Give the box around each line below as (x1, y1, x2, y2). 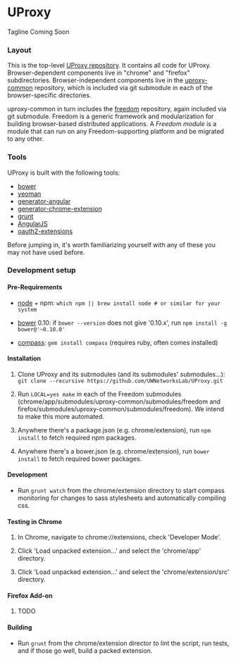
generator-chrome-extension (17, 204, 102, 213)
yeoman (17, 189, 42, 198)
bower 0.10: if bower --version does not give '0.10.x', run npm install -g (17, 318, 228, 327)
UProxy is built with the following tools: (7, 168, 120, 177)
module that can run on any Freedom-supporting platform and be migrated (7, 127, 224, 136)
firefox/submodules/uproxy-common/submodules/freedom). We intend (17, 404, 224, 413)
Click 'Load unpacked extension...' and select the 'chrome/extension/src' (17, 568, 230, 576)
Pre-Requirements (7, 283, 63, 292)
